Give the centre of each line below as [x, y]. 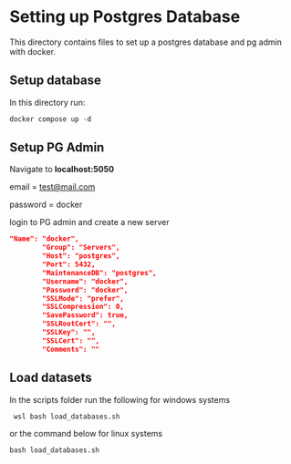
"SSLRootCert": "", [79, 324]
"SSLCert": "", [71, 340]
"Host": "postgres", [81, 256]
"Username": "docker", [85, 281]
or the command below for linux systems [86, 433]
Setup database [56, 81]
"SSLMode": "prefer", [83, 298]
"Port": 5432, [69, 265]
